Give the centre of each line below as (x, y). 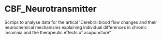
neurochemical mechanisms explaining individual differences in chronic (76, 27)
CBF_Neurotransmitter (51, 9)
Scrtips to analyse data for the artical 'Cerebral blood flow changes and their (81, 22)
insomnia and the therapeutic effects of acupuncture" (58, 32)
